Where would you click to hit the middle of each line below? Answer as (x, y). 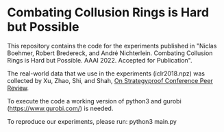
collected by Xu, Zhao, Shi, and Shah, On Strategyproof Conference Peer (110, 80)
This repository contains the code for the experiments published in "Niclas (112, 46)
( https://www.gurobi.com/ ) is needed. (60, 108)
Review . (18, 88)
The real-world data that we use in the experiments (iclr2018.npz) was (106, 73)
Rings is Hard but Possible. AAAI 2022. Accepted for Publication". (100, 60)
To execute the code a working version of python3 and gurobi (94, 101)
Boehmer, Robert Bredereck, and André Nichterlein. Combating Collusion (110, 53)
